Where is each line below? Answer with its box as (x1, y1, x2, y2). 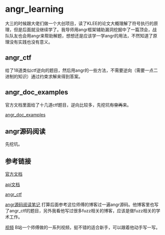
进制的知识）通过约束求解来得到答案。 (5, 73, 83, 79)
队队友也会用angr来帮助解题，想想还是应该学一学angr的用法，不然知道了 (5, 33, 153, 39)
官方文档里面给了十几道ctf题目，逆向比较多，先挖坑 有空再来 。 (5, 102, 132, 108)
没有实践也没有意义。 (9, 39, 53, 45)
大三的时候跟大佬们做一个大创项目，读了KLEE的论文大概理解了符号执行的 (5, 20, 154, 26)
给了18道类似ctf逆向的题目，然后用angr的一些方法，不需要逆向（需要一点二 (5, 67, 158, 73)
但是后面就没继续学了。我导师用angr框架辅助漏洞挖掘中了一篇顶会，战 (13, 26, 157, 33)
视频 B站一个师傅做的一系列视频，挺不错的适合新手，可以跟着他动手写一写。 (5, 225, 161, 231)
